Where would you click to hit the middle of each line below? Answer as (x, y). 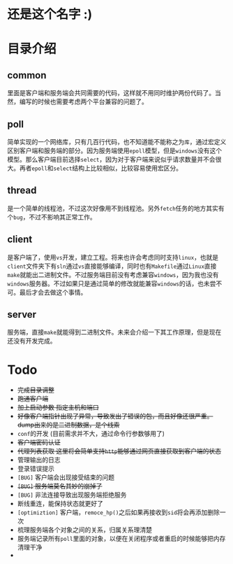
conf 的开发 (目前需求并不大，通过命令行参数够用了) (91, 434)
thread (22, 191)
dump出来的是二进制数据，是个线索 (68, 425)
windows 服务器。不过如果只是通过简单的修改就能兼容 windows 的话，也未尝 (112, 283)
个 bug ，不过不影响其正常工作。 (52, 217)
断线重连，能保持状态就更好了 (60, 504)
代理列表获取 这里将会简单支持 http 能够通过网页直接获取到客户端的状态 (119, 451)
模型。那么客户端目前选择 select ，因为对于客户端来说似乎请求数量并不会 (111, 159)
